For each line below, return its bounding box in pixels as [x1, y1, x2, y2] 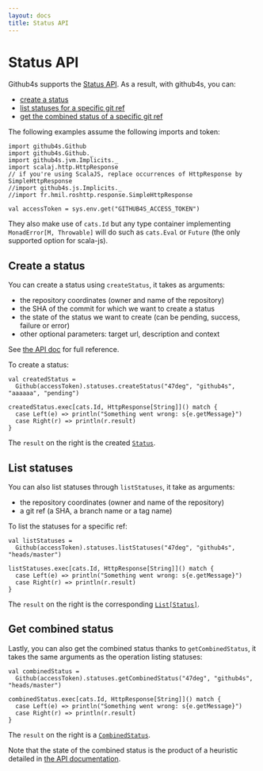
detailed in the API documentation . [8, 754, 121, 763]
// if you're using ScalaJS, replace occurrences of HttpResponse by [8, 170, 243, 179]
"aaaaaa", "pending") [8, 389, 80, 397]
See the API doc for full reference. [8, 345, 120, 355]
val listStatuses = [8, 537, 73, 545]
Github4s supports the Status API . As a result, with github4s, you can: [8, 79, 236, 89]
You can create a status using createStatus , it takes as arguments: [8, 280, 226, 290]
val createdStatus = [8, 375, 77, 384]
